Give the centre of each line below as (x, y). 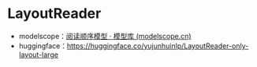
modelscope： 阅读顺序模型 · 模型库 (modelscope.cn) (105, 36)
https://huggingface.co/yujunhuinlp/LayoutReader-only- (158, 46)
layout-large (38, 55)
